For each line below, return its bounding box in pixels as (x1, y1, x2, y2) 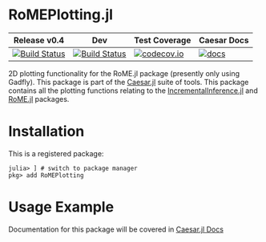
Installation (8, 123, 85, 141)
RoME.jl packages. (8, 94, 70, 103)
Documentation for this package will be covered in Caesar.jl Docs (8, 224, 224, 234)
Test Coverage (133, 34, 191, 46)
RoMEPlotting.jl (8, 6, 114, 24)
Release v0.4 (13, 34, 64, 46)
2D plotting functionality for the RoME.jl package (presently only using (8, 68, 240, 78)
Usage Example (8, 198, 115, 216)
